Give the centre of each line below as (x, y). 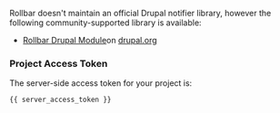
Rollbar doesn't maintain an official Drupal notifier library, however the (140, 13)
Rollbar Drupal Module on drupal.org (90, 40)
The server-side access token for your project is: (101, 83)
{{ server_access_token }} (60, 100)
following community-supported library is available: (105, 23)
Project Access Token (59, 63)
